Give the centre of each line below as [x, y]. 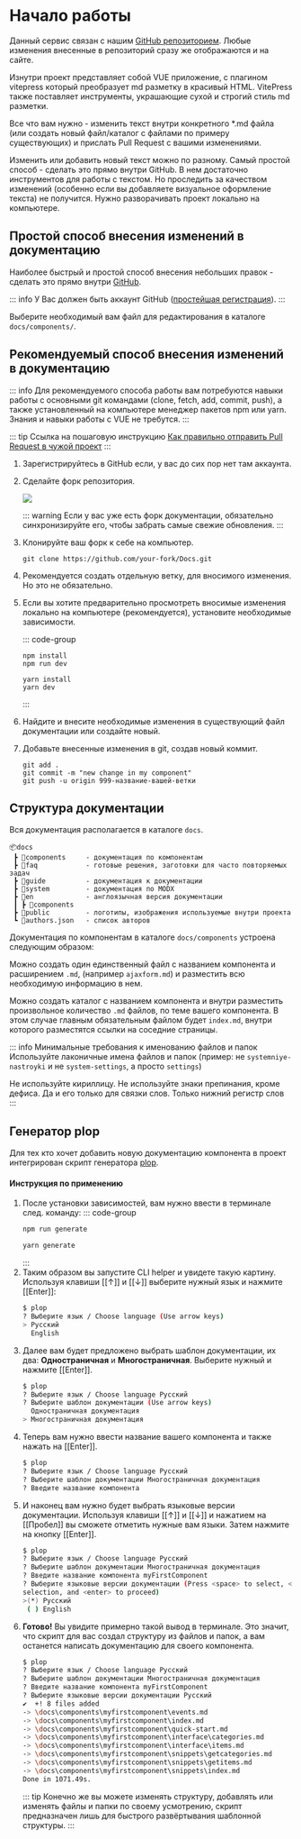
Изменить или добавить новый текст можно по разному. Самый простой [150, 159]
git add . [41, 765]
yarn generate [49, 1246]
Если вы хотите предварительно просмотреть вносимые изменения [154, 602]
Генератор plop [55, 1131]
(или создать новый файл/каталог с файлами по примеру [120, 132]
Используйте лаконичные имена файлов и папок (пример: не [127, 1057]
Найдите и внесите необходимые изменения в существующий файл [154, 721]
